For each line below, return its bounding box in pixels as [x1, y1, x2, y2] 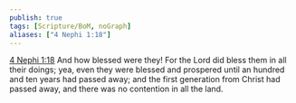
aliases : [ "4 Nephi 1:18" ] [9, 30, 111, 39]
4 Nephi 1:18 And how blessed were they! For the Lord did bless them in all [9, 55, 287, 66]
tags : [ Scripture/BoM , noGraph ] [9, 22, 131, 31]
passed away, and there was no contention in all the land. [9, 83, 224, 95]
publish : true [9, 13, 63, 23]
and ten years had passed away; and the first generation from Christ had [9, 74, 281, 85]
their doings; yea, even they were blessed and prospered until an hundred [9, 64, 285, 75]
